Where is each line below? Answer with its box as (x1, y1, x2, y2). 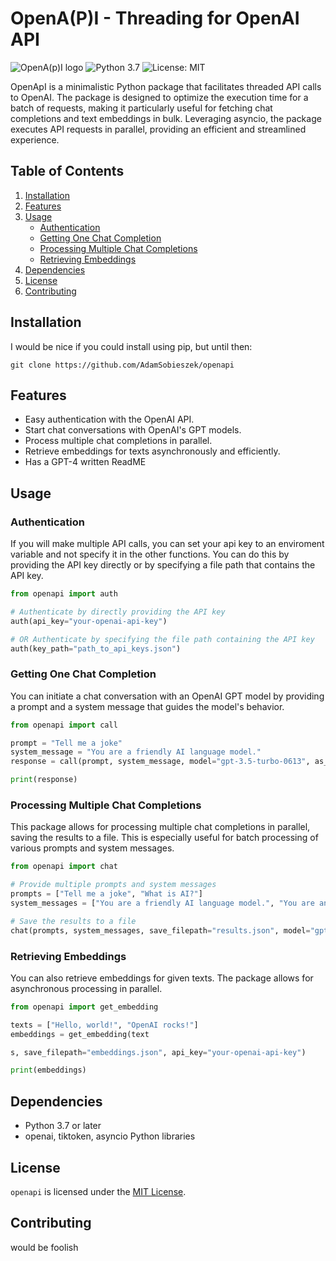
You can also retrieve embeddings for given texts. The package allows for (10, 972, 314, 984)
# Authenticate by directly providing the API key (10, 607, 226, 617)
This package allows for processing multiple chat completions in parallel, (10, 821, 311, 833)
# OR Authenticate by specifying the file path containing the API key (10, 634, 315, 644)
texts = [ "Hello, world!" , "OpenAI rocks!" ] (10, 1020, 199, 1030)
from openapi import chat (10, 862, 118, 872)
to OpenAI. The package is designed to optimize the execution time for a (10, 91, 309, 103)
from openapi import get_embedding (10, 1002, 159, 1012)
